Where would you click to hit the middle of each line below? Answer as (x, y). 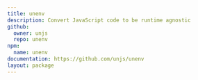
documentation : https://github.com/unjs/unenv (76, 59)
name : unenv (31, 53)
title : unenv (26, 14)
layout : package (31, 65)
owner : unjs (31, 33)
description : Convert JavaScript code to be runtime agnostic (99, 20)
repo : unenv (31, 40)
